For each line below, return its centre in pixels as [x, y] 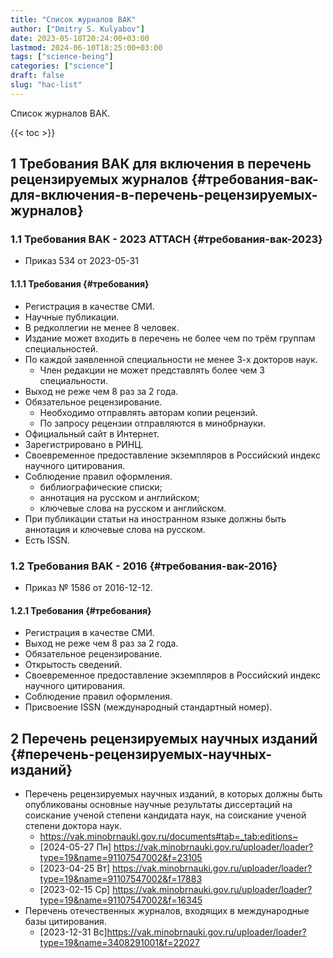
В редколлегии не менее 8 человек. [102, 327]
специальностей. [61, 348]
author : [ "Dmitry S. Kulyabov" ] [77, 29]
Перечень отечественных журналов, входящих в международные [167, 910]
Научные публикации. [72, 317]
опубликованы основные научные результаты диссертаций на [158, 804]
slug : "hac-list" [46, 85]
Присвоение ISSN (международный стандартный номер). [148, 707]
